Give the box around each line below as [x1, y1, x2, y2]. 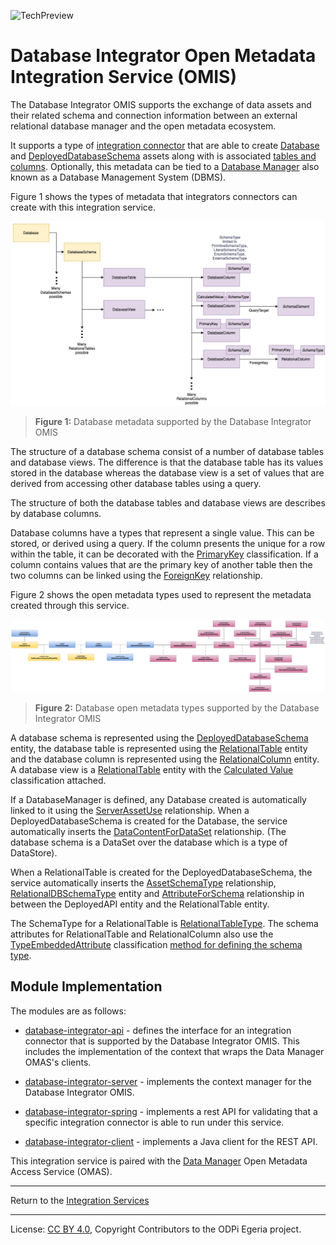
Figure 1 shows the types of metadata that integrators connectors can [10, 190, 298, 202]
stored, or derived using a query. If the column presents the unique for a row [10, 538, 326, 550]
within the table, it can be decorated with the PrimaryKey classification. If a [10, 548, 319, 560]
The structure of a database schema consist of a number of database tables [10, 446, 325, 458]
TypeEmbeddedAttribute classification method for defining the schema [10, 938, 303, 950]
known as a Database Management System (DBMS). [10, 171, 227, 183]
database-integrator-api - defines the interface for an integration [24, 1024, 292, 1036]
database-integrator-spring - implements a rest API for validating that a [24, 1105, 318, 1117]
